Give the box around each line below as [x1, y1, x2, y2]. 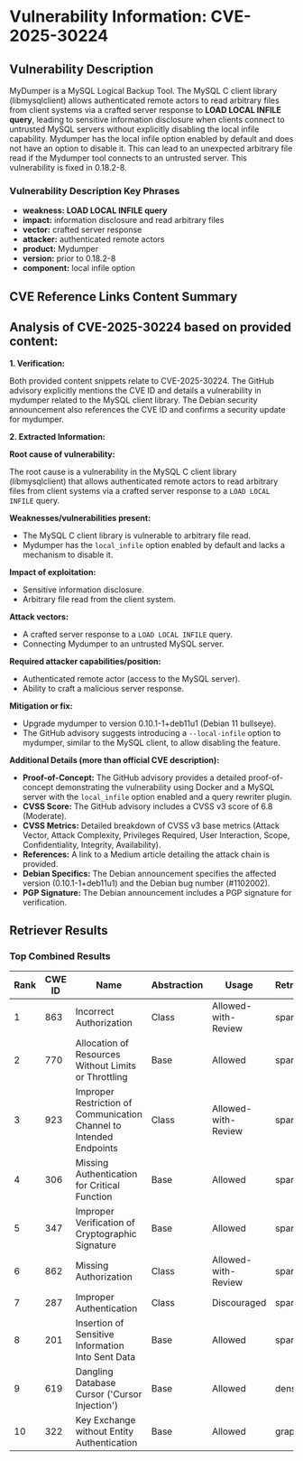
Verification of [75, 1216, 135, 1229]
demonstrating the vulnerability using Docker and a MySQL [55, 781, 275, 792]
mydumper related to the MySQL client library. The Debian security [9, 395, 259, 405]
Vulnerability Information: [9, 6, 207, 27]
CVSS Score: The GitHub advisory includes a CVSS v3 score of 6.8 [22, 801, 273, 812]
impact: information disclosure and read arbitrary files [22, 215, 225, 226]
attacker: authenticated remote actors [22, 234, 165, 245]
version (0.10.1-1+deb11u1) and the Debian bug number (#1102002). [22, 878, 271, 889]
